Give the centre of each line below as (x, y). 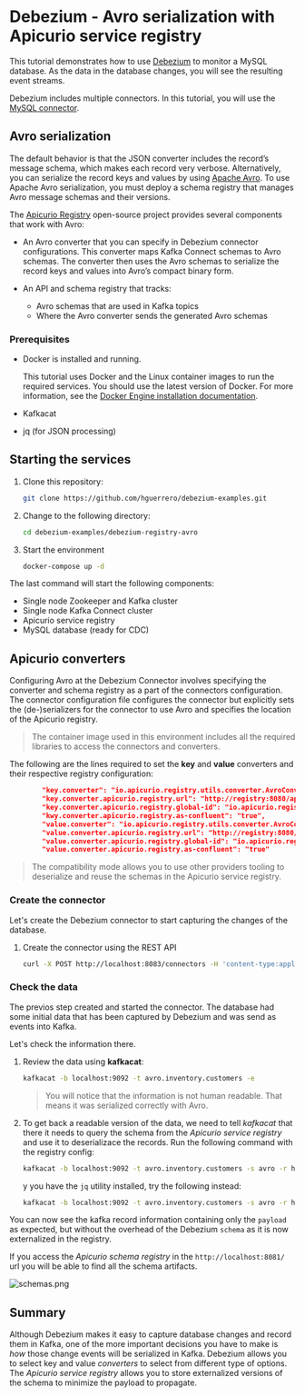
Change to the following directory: (86, 515)
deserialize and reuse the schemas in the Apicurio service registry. (156, 877)
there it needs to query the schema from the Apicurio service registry (152, 1133)
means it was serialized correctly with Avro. (127, 1105)
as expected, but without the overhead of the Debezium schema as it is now (149, 1230)
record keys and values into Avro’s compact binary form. (128, 271)
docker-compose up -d (63, 566)
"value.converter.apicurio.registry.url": (123, 833)
